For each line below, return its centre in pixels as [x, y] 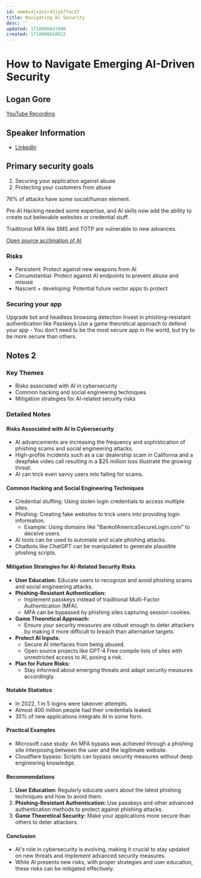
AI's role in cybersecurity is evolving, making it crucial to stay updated [102, 850]
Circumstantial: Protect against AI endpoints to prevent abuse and [97, 276]
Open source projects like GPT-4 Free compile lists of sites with [103, 650]
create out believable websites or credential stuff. [68, 217]
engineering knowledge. [45, 763]
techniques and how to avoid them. [59, 796]
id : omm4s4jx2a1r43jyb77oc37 [43, 12]
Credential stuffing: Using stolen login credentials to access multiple [100, 501]
